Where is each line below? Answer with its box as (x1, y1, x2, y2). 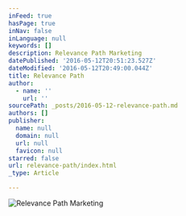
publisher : (8, 117, 45, 125)
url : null (15, 139, 48, 147)
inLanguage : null (8, 34, 67, 43)
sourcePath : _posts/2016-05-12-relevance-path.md (8, 102, 179, 110)
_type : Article (8, 169, 60, 177)
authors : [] (8, 110, 48, 118)
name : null (15, 124, 52, 132)
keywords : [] (8, 42, 52, 50)
